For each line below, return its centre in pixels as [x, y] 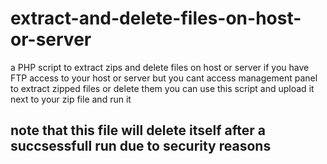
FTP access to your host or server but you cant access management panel [164, 78]
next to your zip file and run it [71, 99]
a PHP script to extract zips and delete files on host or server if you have [160, 67]
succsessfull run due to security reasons [141, 146]
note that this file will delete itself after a [138, 130]
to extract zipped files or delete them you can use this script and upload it [162, 88]
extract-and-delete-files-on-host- [156, 18]
